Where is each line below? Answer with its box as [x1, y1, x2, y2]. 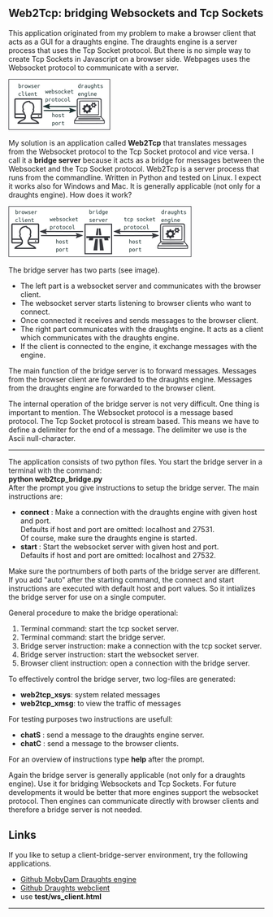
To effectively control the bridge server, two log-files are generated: [8, 674, 236, 683]
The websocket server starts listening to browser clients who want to [19, 298, 252, 308]
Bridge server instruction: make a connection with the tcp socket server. [19, 640, 262, 650]
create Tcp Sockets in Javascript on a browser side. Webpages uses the [8, 54, 250, 63]
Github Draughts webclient [19, 883, 110, 893]
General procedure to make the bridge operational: [8, 608, 179, 618]
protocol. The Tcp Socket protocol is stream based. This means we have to [8, 416, 260, 426]
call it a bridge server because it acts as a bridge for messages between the [8, 155, 265, 165]
